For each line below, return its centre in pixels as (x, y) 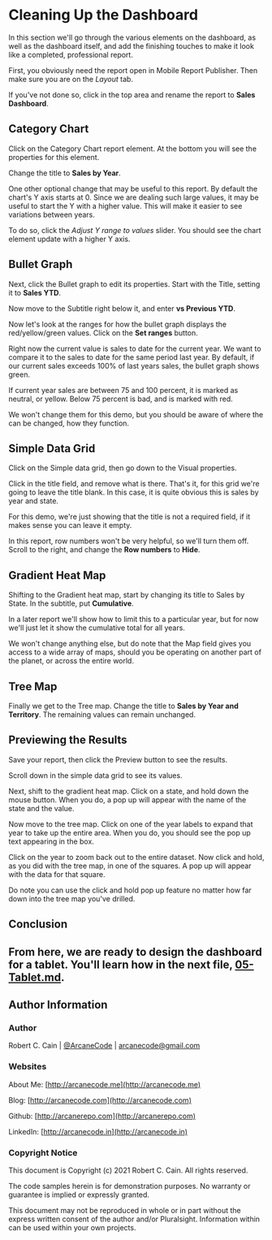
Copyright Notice (43, 1152)
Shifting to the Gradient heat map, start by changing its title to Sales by (127, 595)
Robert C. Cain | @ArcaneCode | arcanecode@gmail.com (104, 1046)
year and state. (34, 501)
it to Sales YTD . (35, 292)
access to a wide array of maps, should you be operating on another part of (135, 652)
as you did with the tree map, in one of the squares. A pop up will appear (130, 866)
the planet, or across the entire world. (71, 661)
